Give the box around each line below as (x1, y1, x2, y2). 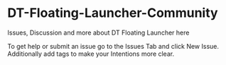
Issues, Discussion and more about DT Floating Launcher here (7, 28, 190, 37)
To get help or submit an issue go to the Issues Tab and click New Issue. (7, 42, 219, 50)
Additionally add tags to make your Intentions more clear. (7, 49, 175, 58)
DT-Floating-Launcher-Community (7, 5, 218, 21)
